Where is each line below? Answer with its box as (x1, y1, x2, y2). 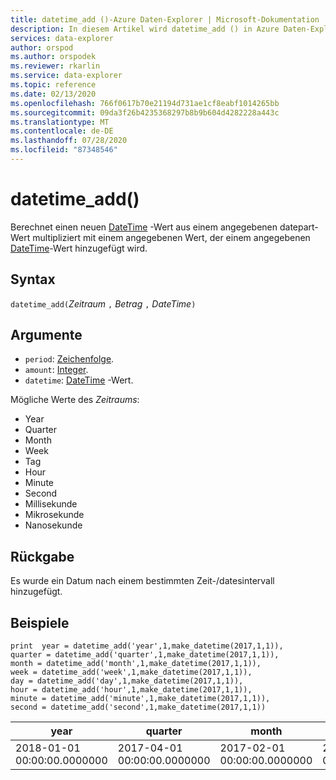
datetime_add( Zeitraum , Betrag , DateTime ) (10, 297, 197, 310)
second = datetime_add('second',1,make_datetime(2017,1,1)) (10, 702, 267, 713)
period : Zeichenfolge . (24, 353, 115, 365)
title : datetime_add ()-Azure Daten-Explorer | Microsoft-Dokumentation (10, 14, 320, 25)
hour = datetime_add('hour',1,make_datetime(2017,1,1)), (10, 685, 253, 695)
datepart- (279, 221, 319, 233)
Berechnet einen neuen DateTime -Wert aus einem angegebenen (10, 221, 278, 233)
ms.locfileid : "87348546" (10, 145, 118, 155)
